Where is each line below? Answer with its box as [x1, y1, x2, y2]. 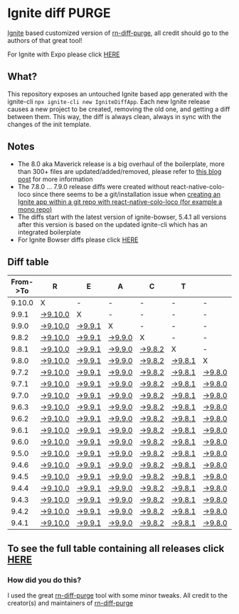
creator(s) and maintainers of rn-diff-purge [7, 599, 134, 608]
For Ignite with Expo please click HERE [7, 50, 120, 58]
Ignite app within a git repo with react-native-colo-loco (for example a [17, 198, 223, 206]
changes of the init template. [7, 120, 91, 128]
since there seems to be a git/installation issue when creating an [31, 190, 221, 198]
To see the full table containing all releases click [7, 542, 225, 554]
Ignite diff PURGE [7, 5, 111, 21]
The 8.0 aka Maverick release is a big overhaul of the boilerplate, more [17, 159, 225, 168]
